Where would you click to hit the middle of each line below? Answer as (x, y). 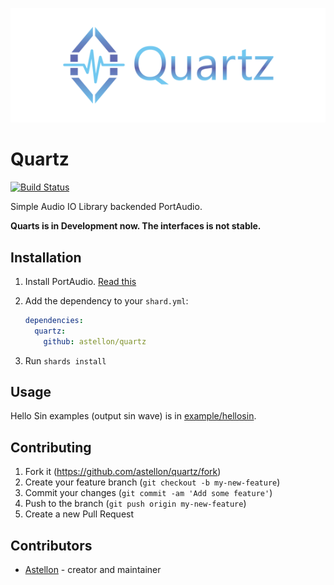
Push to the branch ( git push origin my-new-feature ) (135, 504)
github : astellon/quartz (95, 341)
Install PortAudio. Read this (80, 282)
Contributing (51, 447)
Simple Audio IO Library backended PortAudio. (106, 207)
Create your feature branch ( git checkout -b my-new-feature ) (152, 482)
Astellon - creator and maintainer (93, 570)
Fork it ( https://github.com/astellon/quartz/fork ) (123, 472)
